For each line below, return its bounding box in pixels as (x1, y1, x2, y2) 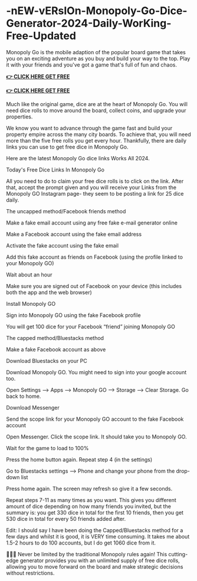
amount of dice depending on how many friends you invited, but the (6, 503, 171, 510)
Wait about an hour (6, 271, 52, 278)
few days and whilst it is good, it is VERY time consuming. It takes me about (6, 533, 190, 540)
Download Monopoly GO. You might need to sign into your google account (6, 368, 187, 375)
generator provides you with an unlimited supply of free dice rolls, (19, 557, 180, 564)
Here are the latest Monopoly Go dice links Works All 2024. (6, 154, 150, 161)
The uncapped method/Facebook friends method (6, 207, 126, 214)
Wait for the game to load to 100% (6, 444, 89, 451)
